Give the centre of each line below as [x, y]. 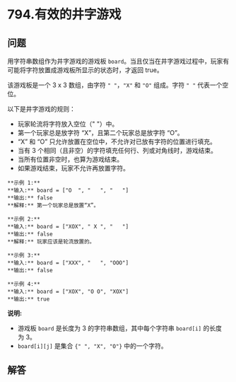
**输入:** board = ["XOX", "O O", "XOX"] [68, 291]
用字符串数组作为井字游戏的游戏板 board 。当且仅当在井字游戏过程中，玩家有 [118, 61]
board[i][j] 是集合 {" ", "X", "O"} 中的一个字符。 [92, 346]
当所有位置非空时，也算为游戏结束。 [70, 159]
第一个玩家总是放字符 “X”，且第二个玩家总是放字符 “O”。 [100, 133]
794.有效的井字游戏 [64, 15]
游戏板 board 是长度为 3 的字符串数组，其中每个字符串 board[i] [110, 328]
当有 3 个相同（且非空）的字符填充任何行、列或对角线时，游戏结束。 [117, 150]
